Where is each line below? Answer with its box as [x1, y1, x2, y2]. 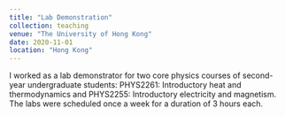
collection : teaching [9, 21, 89, 30]
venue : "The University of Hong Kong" [9, 29, 152, 38]
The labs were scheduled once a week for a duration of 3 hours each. [9, 98, 264, 109]
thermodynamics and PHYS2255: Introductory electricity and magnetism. [9, 89, 277, 100]
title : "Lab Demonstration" [9, 12, 113, 22]
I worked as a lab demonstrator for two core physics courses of [9, 70, 241, 81]
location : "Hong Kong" [9, 46, 93, 55]
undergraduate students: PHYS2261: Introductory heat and [27, 80, 242, 90]
